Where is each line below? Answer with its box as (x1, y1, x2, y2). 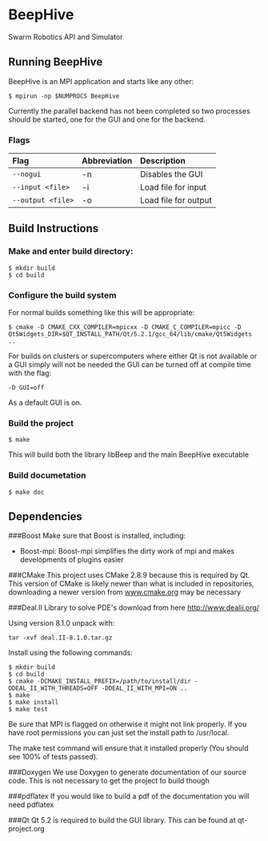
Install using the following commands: (8, 648, 134, 658)
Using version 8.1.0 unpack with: (8, 619, 115, 628)
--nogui (12, 170, 42, 179)
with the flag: (8, 368, 52, 378)
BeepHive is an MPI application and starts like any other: (8, 76, 194, 86)
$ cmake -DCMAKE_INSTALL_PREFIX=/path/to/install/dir (8, 678, 192, 686)
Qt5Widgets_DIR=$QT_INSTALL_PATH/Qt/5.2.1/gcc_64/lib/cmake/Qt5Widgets (8, 330, 252, 338)
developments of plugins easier (19, 555, 124, 565)
